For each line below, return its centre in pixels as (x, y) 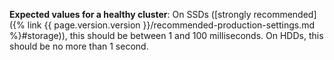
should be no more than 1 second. (79, 46)
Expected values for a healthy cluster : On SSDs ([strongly (130, 14)
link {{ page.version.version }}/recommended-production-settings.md (171, 25)
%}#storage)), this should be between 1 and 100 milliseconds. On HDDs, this (166, 35)
